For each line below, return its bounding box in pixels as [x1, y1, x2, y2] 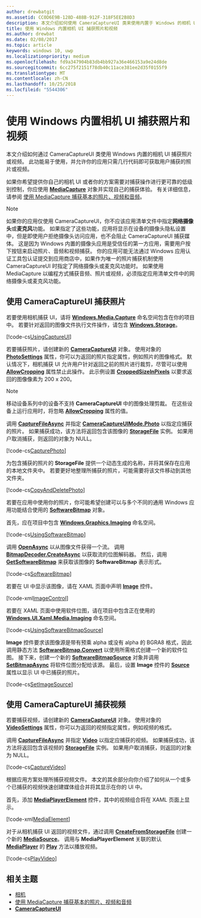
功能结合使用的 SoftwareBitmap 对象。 [11, 506, 108, 513]
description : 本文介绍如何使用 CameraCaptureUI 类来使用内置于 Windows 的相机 [6, 20, 191, 26]
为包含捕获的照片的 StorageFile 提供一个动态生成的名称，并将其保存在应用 [6, 459, 190, 466]
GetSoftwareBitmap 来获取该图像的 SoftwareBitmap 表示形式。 [6, 558, 165, 565]
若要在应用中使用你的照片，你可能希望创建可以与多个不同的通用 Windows [6, 499, 188, 506]
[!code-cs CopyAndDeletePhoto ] [6, 486, 86, 493]
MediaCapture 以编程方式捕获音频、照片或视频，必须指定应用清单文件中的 [6, 270, 190, 277]
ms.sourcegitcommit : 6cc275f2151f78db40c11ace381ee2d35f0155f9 [6, 64, 167, 71]
